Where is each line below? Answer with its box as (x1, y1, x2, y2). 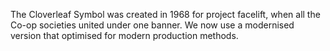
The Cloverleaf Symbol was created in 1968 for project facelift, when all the (10, 9, 321, 20)
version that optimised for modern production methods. (10, 30, 239, 41)
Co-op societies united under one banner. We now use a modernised (10, 19, 295, 31)
